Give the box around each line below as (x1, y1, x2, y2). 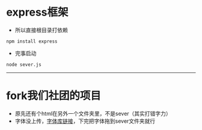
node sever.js (6, 61, 42, 68)
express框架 (6, 5, 69, 19)
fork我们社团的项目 (6, 89, 101, 102)
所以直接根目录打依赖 (14, 26, 68, 34)
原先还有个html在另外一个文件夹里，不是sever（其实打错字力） (14, 110, 171, 117)
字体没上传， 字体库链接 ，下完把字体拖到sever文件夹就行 (14, 117, 156, 125)
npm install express (6, 38, 58, 44)
